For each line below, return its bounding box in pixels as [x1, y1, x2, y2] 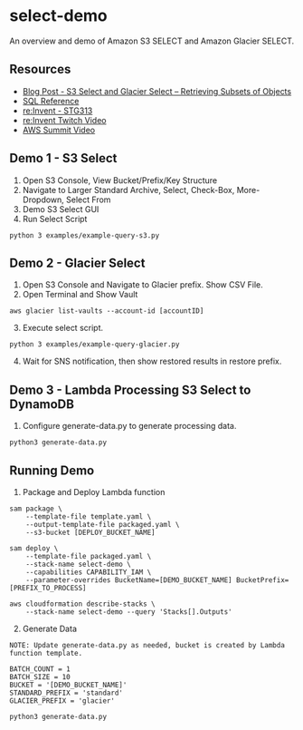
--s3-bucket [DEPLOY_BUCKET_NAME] [25, 528, 156, 537]
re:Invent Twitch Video [22, 114, 107, 125]
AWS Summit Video [22, 124, 96, 135]
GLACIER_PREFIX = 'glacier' [9, 696, 116, 706]
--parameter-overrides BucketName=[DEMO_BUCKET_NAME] [25, 576, 232, 585]
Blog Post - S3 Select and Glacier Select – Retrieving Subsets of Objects [22, 85, 292, 96]
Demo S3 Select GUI [22, 203, 99, 214]
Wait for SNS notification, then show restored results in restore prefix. [22, 355, 282, 367]
